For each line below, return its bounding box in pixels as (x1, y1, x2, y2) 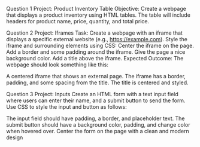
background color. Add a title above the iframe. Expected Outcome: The (6, 55, 184, 62)
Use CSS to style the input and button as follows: (6, 103, 127, 110)
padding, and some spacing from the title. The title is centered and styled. (6, 79, 189, 86)
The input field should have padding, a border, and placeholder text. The (6, 115, 185, 122)
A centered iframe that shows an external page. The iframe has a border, (6, 73, 186, 79)
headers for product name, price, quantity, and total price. (6, 18, 150, 24)
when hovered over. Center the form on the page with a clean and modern (6, 128, 190, 134)
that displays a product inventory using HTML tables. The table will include (6, 11, 190, 19)
